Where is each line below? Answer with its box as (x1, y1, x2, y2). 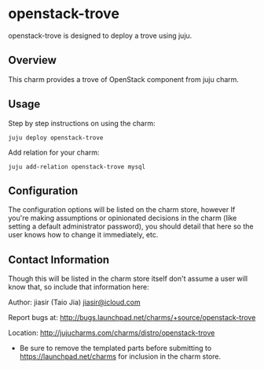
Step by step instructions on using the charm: (8, 118, 156, 128)
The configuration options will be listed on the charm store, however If (8, 205, 236, 214)
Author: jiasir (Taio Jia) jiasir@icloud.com (8, 297, 141, 307)
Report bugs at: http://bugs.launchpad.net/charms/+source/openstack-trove (8, 313, 256, 322)
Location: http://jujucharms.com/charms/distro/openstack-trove (8, 328, 215, 337)
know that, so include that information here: (8, 282, 149, 292)
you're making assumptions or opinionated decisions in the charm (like (8, 214, 237, 223)
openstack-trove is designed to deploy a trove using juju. (8, 31, 192, 40)
